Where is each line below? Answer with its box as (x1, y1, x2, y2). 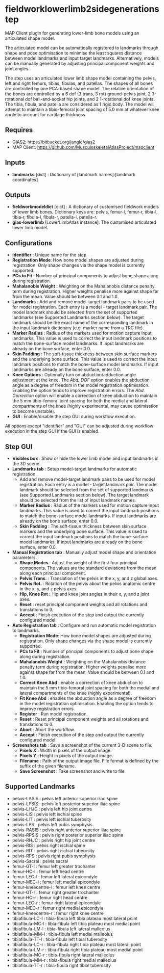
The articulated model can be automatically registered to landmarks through (5, 45, 159, 51)
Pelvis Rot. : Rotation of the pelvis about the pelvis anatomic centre (19, 580, 156, 586)
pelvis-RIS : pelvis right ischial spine (12, 842, 86, 848)
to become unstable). (12, 408, 55, 414)
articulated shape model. (5, 35, 55, 41)
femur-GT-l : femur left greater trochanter (12, 863, 96, 869)
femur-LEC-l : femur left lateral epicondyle (12, 873, 98, 879)
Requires (5, 126, 33, 134)
